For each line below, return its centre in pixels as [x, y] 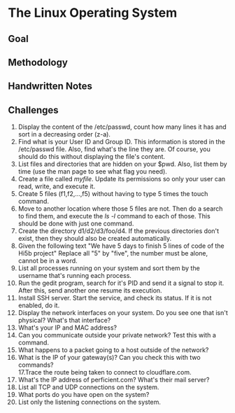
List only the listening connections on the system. [90, 402]
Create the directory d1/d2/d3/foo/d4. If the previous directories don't [119, 231]
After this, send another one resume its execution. [90, 290]
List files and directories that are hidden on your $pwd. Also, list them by [122, 164]
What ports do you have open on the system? [84, 395]
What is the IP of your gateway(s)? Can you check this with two [109, 358]
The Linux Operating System [93, 13]
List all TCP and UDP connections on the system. [88, 387]
